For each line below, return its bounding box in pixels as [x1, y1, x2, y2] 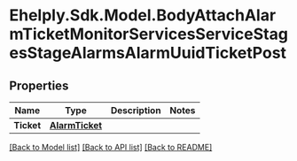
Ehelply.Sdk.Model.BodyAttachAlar [9, 5, 277, 26]
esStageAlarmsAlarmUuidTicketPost [9, 43, 286, 63]
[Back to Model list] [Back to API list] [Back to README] [9, 142, 213, 152]
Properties [9, 78, 69, 93]
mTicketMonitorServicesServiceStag [9, 24, 288, 44]
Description [110, 104, 161, 116]
